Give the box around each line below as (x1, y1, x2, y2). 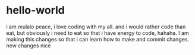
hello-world (6, 4, 65, 17)
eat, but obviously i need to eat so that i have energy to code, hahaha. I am (6, 29, 189, 36)
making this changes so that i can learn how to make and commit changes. (6, 35, 190, 43)
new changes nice (6, 42, 51, 49)
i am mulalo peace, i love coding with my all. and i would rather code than (6, 23, 186, 30)
